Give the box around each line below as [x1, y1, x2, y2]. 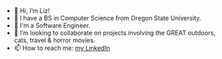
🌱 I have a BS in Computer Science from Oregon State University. [13, 14, 202, 22]
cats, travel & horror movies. [13, 36, 96, 44]
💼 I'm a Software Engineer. [13, 22, 91, 29]
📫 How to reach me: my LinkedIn [13, 44, 110, 52]
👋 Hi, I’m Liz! [13, 7, 50, 15]
